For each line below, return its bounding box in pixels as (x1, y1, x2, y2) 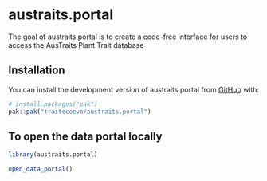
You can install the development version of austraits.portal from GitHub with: (8, 85, 260, 94)
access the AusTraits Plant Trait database (8, 40, 144, 49)
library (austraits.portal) (8, 151, 98, 159)
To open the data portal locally (8, 129, 163, 143)
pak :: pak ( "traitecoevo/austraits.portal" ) (8, 108, 151, 116)
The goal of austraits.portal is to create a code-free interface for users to (8, 32, 248, 41)
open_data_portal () (8, 165, 73, 173)
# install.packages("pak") (8, 100, 98, 108)
